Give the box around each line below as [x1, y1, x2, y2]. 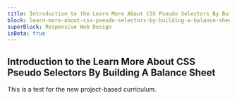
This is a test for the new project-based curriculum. [7, 85, 157, 94]
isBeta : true [7, 29, 46, 37]
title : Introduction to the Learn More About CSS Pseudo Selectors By [7, 10, 219, 17]
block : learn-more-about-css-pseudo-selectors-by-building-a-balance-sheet [7, 17, 235, 24]
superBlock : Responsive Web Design [7, 23, 112, 30]
